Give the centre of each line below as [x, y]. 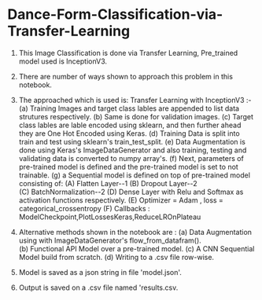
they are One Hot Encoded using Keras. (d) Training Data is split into [129, 133]
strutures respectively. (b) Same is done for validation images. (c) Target [136, 116]
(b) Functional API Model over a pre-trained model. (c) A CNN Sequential [137, 248]
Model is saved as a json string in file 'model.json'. [100, 272]
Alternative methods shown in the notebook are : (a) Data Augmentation [135, 232]
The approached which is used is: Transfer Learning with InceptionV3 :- [135, 100]
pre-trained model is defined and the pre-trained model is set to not [129, 166]
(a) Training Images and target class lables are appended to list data [129, 108]
